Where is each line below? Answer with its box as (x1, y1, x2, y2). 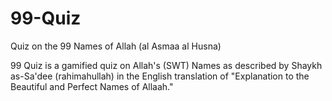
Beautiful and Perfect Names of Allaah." (10, 80, 174, 92)
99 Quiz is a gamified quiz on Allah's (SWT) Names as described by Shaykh (10, 59, 323, 71)
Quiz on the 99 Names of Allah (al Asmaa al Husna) (10, 40, 222, 52)
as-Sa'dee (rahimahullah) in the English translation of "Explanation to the (10, 70, 310, 82)
